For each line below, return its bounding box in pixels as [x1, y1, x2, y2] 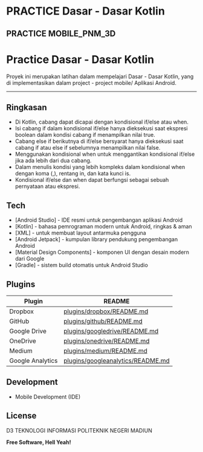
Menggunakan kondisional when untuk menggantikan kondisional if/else [14, 150, 195, 158]
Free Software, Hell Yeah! [6, 438, 71, 446]
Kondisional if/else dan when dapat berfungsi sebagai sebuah [14, 176, 169, 184]
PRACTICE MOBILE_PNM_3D [6, 28, 116, 39]
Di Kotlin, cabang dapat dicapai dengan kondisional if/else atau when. [14, 118, 189, 125]
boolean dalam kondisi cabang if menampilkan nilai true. [14, 131, 155, 139]
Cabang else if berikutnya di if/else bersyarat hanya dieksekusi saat [14, 138, 184, 145]
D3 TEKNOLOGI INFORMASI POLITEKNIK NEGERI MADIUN [6, 427, 152, 434]
